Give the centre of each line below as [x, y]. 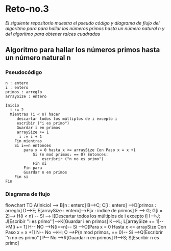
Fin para [33, 168]
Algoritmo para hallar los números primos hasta [83, 50]
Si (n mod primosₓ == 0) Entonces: [70, 154]
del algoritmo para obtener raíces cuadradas [53, 34]
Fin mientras [28, 141]
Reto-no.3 [27, 9]
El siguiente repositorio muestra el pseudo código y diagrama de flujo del [82, 23]
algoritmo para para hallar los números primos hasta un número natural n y [85, 28]
